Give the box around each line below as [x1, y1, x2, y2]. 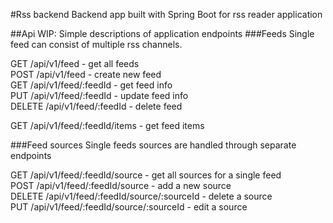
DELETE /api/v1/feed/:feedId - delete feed [10, 100, 183, 112]
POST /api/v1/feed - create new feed [10, 69, 162, 80]
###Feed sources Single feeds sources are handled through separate [10, 139, 297, 151]
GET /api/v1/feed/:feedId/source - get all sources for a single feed [10, 169, 282, 181]
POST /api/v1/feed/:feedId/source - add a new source [10, 180, 232, 191]
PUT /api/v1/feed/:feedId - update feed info [10, 90, 189, 101]
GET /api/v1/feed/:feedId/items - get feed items [10, 120, 205, 131]
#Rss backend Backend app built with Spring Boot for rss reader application [10, 9, 323, 20]
